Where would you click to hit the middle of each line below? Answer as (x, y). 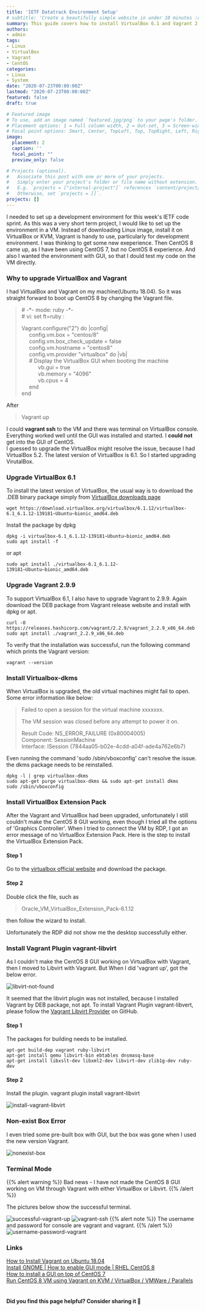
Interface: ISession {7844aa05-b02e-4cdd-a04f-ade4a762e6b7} (103, 746)
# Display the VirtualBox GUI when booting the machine (99, 361)
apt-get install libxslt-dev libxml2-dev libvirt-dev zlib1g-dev (91, 1061)
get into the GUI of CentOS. (41, 442)
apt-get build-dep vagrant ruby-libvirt (59, 1050)
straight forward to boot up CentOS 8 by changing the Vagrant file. (90, 298)
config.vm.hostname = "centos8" (71, 348)
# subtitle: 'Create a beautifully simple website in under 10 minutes (99, 18)
